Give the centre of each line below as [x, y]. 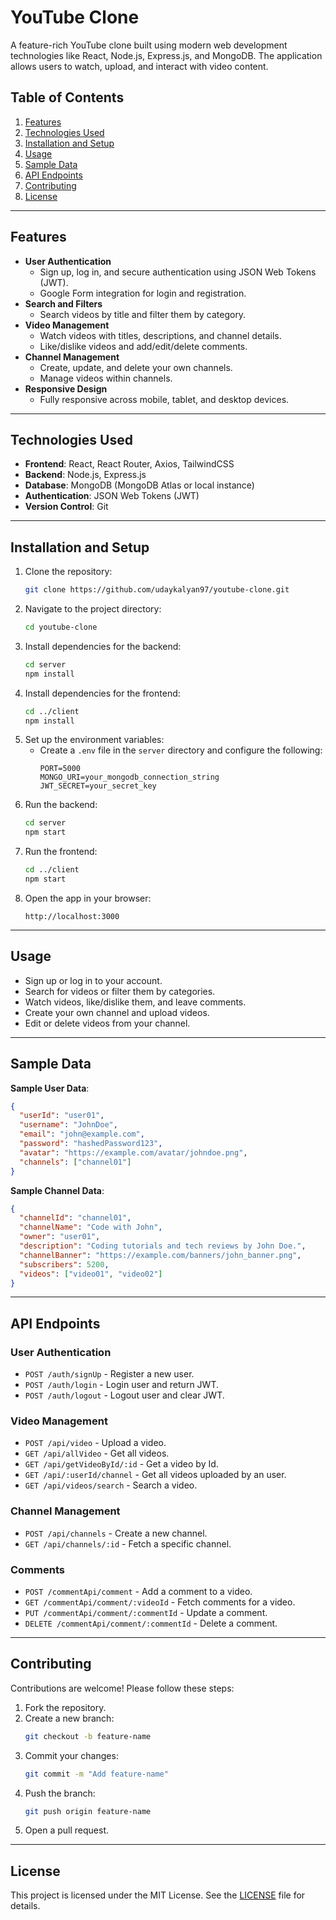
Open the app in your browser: [88, 898]
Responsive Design [66, 388]
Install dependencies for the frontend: [102, 693]
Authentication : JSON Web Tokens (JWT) [112, 496]
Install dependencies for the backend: [103, 646]
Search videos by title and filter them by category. [143, 314]
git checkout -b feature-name [88, 1736]
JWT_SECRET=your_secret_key [98, 786]
